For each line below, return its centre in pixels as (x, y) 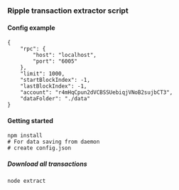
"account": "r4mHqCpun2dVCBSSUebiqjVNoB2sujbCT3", (97, 93)
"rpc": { (33, 49)
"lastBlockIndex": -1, (54, 86)
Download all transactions (47, 164)
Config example (31, 28)
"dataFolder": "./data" (55, 99)
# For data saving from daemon (54, 142)
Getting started (30, 120)
